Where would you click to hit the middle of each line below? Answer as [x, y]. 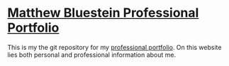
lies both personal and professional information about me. [91, 55]
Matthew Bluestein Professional [103, 13]
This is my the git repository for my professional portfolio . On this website [114, 47]
